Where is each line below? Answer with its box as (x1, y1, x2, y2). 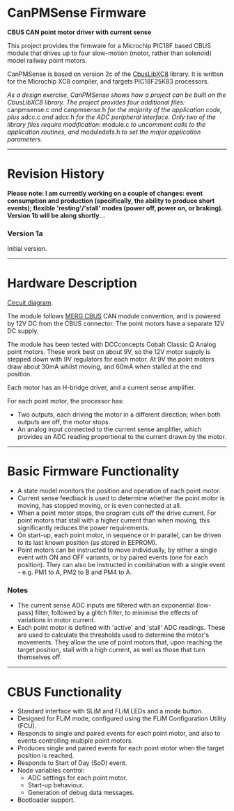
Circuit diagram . (7, 298, 54, 307)
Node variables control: (17, 766, 85, 775)
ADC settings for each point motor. (27, 773, 127, 782)
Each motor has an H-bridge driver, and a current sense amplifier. (7, 383, 196, 392)
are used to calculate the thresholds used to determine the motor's (17, 631, 210, 639)
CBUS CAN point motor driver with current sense (7, 28, 152, 36)
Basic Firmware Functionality (7, 463, 180, 479)
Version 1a (7, 229, 43, 238)
